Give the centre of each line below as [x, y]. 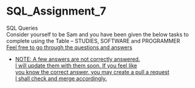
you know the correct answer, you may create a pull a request [92, 72]
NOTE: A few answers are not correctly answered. [78, 59]
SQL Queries [22, 28]
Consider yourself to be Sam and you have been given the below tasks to [97, 34]
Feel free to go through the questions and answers [69, 47]
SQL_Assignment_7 [56, 11]
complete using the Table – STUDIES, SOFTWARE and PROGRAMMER [93, 41]
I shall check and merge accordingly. [61, 78]
